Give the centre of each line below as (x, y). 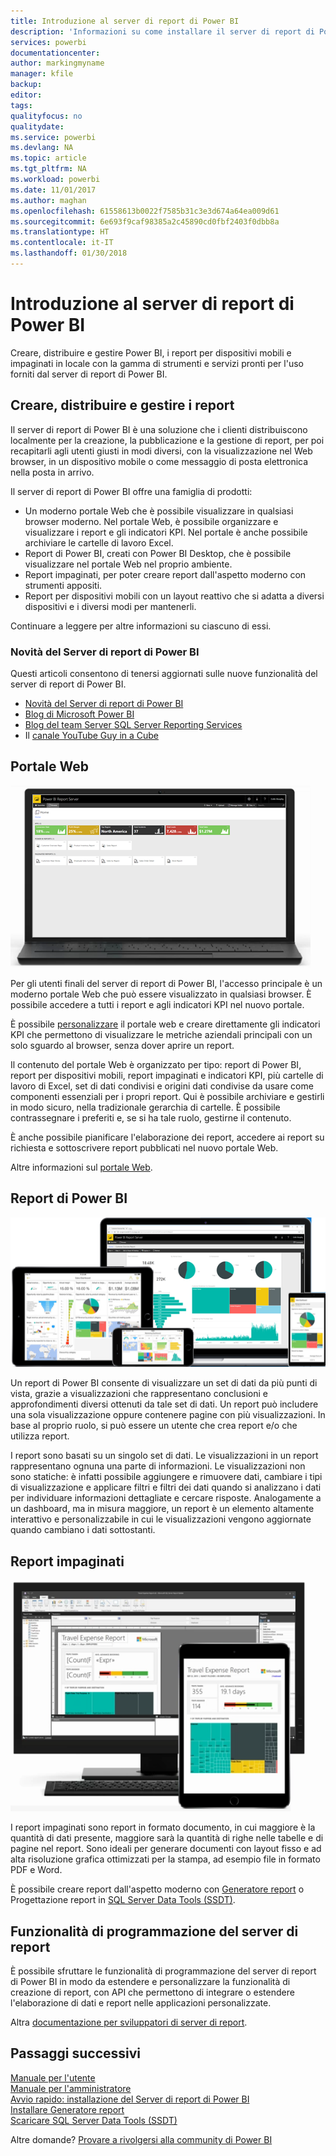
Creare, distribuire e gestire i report (122, 405)
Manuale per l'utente (53, 2077)
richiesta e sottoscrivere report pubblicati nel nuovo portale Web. (144, 1147)
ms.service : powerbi (53, 137)
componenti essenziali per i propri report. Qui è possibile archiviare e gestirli (167, 1096)
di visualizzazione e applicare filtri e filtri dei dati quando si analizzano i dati (166, 1487)
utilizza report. (40, 1436)
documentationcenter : (55, 53)
